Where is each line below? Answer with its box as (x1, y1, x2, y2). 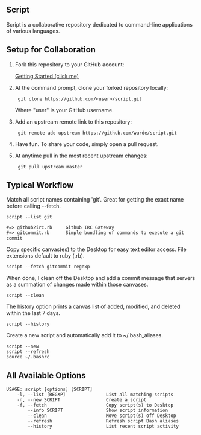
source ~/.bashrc (6, 354, 50, 360)
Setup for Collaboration (6, 45, 96, 55)
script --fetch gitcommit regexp (6, 264, 90, 270)
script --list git (6, 214, 52, 220)
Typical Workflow (6, 180, 74, 191)
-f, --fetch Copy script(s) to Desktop (17, 402, 173, 408)
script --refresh (6, 349, 50, 355)
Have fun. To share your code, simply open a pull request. (14, 140, 159, 147)
